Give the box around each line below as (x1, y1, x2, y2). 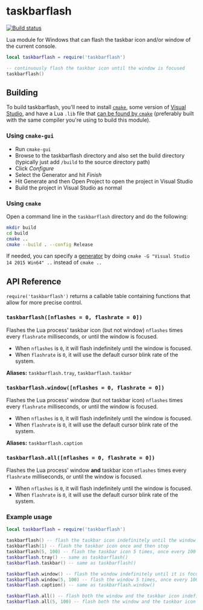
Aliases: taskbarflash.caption (6, 439, 83, 446)
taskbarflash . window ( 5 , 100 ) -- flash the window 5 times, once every (6, 577, 188, 583)
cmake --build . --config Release (6, 241, 94, 248)
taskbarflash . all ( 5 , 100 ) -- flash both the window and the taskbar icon (6, 598, 196, 605)
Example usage (6, 513, 53, 522)
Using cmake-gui (6, 131, 54, 140)
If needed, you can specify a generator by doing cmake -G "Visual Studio (6, 253, 190, 260)
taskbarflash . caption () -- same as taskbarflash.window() (6, 582, 155, 588)
